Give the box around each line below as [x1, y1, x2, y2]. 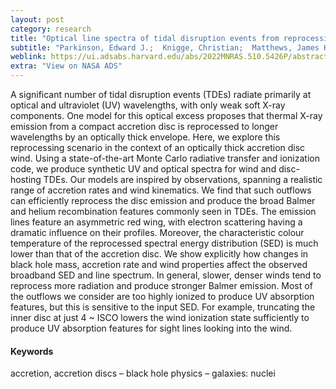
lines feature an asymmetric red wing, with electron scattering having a [10, 216, 303, 228]
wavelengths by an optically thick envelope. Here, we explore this [10, 131, 281, 143]
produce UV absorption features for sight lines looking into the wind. [10, 322, 293, 334]
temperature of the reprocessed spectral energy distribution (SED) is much [10, 237, 319, 249]
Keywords [10, 345, 54, 357]
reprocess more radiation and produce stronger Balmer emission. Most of [10, 280, 313, 291]
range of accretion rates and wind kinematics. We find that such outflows [10, 184, 312, 196]
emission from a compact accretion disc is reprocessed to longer [10, 121, 279, 132]
